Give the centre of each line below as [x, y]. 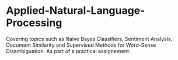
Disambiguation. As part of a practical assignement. [68, 51]
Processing [34, 23]
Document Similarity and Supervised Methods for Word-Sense [81, 45]
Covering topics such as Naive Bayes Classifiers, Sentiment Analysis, [89, 39]
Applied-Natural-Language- [76, 11]
